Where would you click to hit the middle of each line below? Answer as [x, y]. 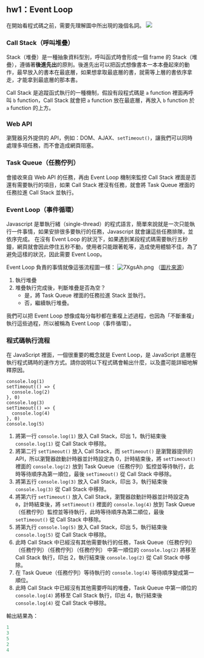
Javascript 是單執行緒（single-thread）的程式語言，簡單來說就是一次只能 [98, 224]
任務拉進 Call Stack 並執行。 [42, 192]
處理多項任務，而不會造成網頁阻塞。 [52, 146]
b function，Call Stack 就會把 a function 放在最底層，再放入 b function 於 [104, 100]
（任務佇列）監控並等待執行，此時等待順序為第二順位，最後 [90, 512]
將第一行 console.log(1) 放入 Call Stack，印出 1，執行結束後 [91, 436]
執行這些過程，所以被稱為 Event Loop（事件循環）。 [70, 323]
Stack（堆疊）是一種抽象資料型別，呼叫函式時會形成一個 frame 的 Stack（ [99, 57]
